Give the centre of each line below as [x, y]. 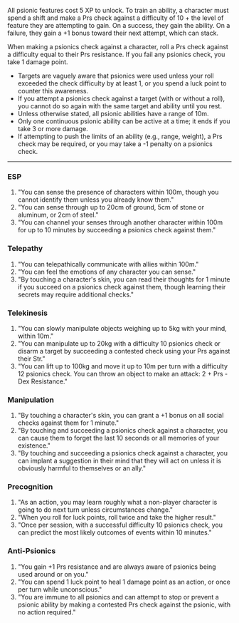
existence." [34, 446]
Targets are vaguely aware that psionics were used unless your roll [116, 76]
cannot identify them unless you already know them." [96, 200]
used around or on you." [53, 574]
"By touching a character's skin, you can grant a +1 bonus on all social [121, 416]
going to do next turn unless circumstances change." [95, 510]
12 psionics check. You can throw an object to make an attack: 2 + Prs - [123, 374]
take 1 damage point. [38, 62]
